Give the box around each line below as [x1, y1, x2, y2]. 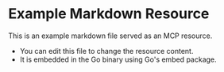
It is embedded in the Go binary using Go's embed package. [19, 55, 217, 64]
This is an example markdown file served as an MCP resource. [8, 31, 213, 40]
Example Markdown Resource [8, 5, 210, 23]
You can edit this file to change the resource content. [19, 46, 194, 55]
